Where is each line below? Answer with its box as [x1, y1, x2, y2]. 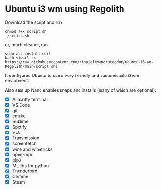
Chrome [12, 173, 29, 179]
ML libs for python [12, 162, 49, 169]
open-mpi [12, 151, 32, 157]
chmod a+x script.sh [5, 29, 47, 34]
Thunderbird [12, 168, 38, 174]
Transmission [12, 135, 40, 141]
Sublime [12, 118, 29, 125]
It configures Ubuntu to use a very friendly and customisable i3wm [5, 72, 139, 78]
